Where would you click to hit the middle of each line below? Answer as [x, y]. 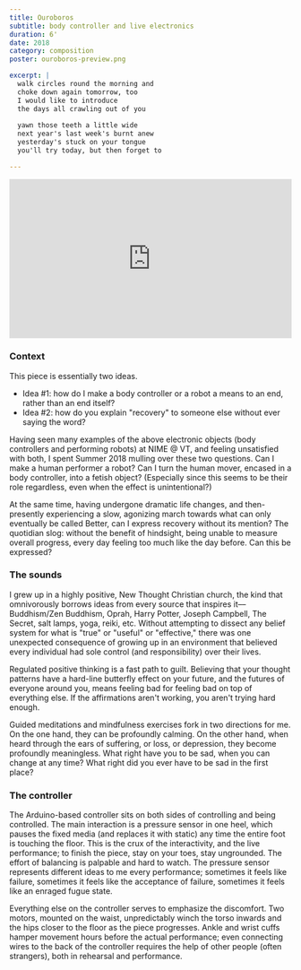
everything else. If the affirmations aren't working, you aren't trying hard [142, 697]
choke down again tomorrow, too [78, 92]
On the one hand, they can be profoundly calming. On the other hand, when [149, 734]
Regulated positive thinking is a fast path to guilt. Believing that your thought [150, 669]
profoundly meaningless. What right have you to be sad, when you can [140, 753]
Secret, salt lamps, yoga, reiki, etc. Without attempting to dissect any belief [147, 623]
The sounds [36, 575]
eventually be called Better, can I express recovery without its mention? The [149, 523]
